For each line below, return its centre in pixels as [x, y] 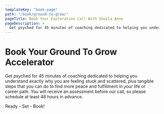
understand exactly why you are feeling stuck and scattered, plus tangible [79, 81]
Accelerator [30, 62]
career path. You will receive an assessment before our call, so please [75, 91]
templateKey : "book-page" [31, 10]
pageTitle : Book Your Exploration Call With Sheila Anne [64, 19]
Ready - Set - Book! [25, 106]
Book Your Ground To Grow [61, 52]
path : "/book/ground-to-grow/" [37, 14]
